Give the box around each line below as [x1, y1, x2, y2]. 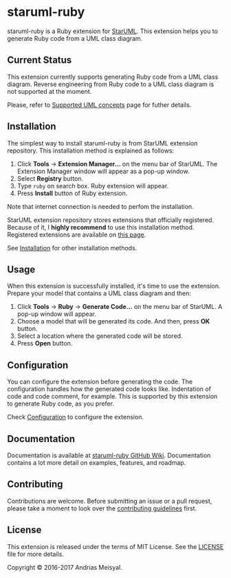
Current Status [7, 54, 72, 66]
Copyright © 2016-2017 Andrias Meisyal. [7, 563, 122, 571]
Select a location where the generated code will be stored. [16, 332, 183, 340]
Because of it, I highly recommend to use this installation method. [7, 223, 195, 231]
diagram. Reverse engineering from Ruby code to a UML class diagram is [7, 80, 214, 88]
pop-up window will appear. [16, 310, 96, 318]
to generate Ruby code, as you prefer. [7, 399, 115, 408]
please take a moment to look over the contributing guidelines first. [7, 504, 197, 512]
